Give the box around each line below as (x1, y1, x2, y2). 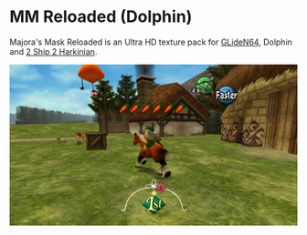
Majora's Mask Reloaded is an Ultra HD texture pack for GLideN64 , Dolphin (9, 36, 292, 47)
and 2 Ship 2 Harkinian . (9, 46, 98, 56)
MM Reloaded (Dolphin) (9, 6, 193, 27)
